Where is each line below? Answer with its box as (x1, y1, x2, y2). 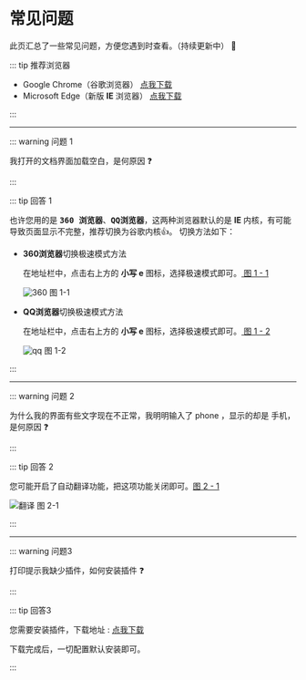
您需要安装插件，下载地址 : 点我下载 (9, 623, 144, 634)
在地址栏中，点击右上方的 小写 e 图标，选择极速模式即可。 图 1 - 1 (22, 267, 269, 278)
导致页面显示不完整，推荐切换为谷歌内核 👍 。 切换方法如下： (9, 225, 235, 237)
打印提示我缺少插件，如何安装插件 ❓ (9, 564, 145, 575)
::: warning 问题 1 (9, 136, 73, 147)
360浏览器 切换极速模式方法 (22, 248, 127, 259)
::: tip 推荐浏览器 (9, 59, 71, 70)
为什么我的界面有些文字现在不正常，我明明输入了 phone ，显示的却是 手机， (9, 409, 296, 420)
